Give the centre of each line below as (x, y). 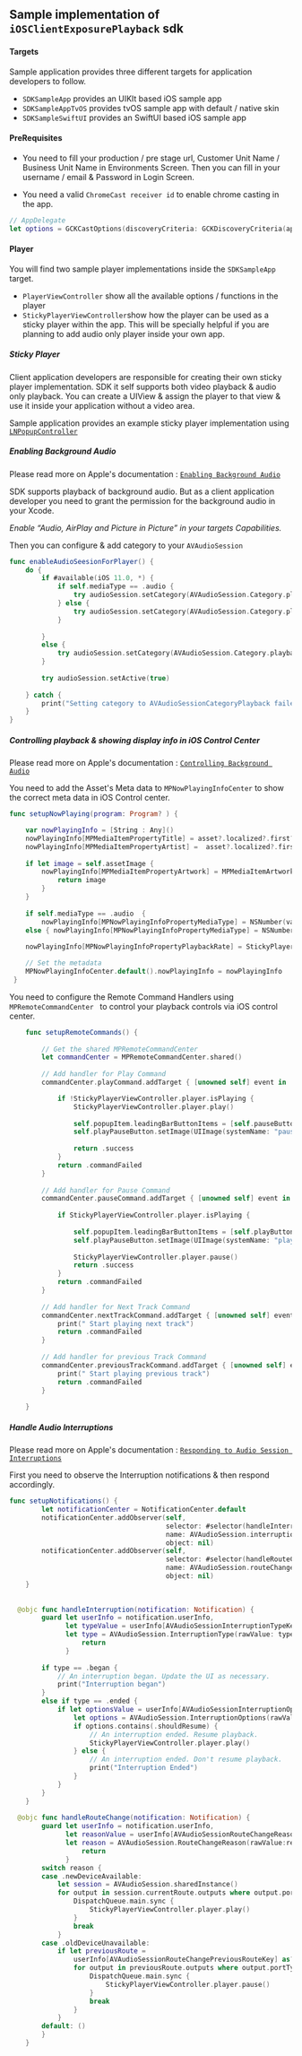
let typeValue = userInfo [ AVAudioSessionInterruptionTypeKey (182, 1627)
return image (81, 881)
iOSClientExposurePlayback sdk (96, 29)
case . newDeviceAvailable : (92, 1876)
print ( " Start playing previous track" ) (134, 1374)
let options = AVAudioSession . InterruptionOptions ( (172, 1718)
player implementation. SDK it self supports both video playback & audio (143, 386)
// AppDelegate (38, 220)
